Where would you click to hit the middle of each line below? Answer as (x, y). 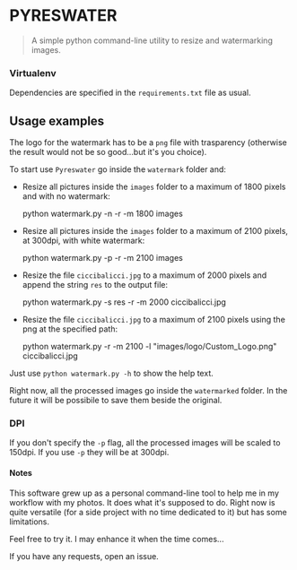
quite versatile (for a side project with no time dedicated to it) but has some (148, 512)
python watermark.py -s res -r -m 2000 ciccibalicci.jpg (124, 302)
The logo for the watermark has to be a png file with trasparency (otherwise (148, 142)
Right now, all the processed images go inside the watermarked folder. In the (148, 391)
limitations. (30, 522)
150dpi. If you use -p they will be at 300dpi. (89, 453)
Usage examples (57, 121)
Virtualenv (33, 73)
